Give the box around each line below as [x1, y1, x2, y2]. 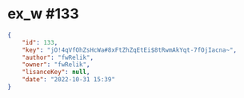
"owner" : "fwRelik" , [22, 61, 90, 69]
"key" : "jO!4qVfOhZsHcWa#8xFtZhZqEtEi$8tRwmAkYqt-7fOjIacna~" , [22, 45, 238, 54]
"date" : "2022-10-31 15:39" [22, 76, 115, 84]
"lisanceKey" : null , [22, 69, 90, 76]
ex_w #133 [7, 5, 79, 23]
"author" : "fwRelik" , [22, 53, 94, 61]
